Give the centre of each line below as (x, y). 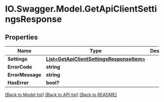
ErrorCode (20, 67)
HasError (18, 83)
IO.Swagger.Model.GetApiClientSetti (81, 9)
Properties (21, 37)
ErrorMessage (24, 75)
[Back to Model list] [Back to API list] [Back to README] (61, 95)
